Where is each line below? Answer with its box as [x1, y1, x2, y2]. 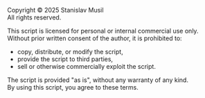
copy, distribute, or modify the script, [17, 48, 123, 56]
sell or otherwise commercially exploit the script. [17, 63, 156, 70]
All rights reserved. [7, 13, 62, 22]
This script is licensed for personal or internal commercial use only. [7, 27, 199, 35]
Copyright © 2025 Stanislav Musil [7, 6, 104, 14]
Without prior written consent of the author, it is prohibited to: [7, 34, 182, 42]
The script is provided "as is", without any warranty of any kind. [7, 76, 189, 84]
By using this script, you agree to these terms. [7, 83, 139, 91]
